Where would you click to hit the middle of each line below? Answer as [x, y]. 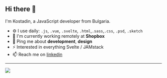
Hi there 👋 [21, 9]
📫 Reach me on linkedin [37, 54]
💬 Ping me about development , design [52, 41]
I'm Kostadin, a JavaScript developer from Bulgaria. [58, 21]
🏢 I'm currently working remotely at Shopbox [58, 36]
